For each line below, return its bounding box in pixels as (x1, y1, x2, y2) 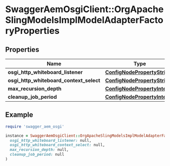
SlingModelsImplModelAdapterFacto (5, 14, 163, 26)
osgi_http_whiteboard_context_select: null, (10, 143, 105, 148)
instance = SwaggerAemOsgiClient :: (5, 133, 80, 138)
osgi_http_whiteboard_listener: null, (10, 138, 92, 143)
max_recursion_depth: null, (10, 147, 69, 152)
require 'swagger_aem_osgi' (5, 124, 65, 129)
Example (5, 110, 33, 119)
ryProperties (5, 25, 60, 36)
